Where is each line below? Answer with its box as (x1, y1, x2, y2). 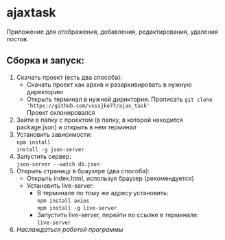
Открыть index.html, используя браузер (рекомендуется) (26, 174, 195, 182)
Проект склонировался (26, 108, 95, 116)
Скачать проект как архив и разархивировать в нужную (26, 80, 192, 89)
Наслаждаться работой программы (16, 225, 123, 233)
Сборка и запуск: (6, 55, 85, 67)
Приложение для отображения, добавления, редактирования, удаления (6, 28, 219, 36)
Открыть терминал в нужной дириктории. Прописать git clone (26, 95, 213, 103)
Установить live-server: (26, 181, 95, 190)
